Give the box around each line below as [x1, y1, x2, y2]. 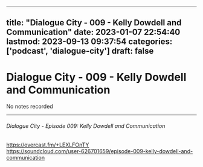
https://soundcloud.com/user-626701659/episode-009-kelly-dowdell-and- [6, 147, 193, 154]
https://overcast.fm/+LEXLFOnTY [6, 141, 89, 148]
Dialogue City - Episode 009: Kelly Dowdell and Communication [6, 122, 166, 130]
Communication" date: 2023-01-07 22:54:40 [6, 27, 181, 37]
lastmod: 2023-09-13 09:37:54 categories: [6, 37, 173, 47]
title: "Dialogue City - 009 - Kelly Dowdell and [6, 17, 182, 28]
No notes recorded [6, 103, 53, 110]
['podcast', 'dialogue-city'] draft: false [6, 46, 154, 56]
